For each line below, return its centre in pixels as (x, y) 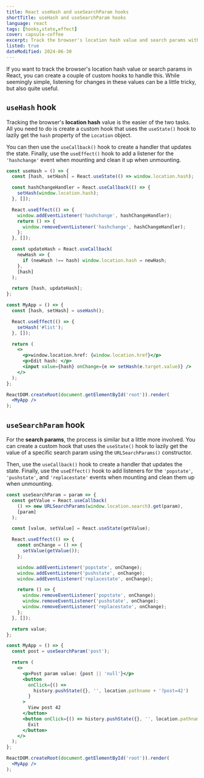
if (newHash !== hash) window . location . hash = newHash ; (94, 260)
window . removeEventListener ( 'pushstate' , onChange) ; (90, 601)
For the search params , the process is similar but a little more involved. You (101, 440)
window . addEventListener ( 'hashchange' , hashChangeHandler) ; (95, 216)
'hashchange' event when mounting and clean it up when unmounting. (94, 159)
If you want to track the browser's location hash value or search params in (99, 69)
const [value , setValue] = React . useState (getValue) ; (81, 528)
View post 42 (45, 708)
